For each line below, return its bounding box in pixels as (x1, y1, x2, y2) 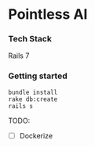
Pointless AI (8, 5, 88, 23)
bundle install (8, 88, 58, 96)
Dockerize (19, 131, 53, 140)
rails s (8, 102, 34, 110)
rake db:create (8, 95, 58, 103)
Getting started (8, 70, 68, 81)
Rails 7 (8, 51, 30, 60)
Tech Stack (8, 34, 53, 45)
